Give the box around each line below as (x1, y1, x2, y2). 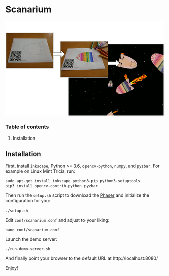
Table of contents (5, 123, 49, 130)
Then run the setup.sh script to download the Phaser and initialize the (5, 192, 150, 198)
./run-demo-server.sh (5, 247, 51, 252)
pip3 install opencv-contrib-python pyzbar (5, 184, 98, 189)
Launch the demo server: (5, 236, 57, 242)
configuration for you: (5, 198, 50, 204)
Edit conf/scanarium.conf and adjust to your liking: (5, 217, 110, 223)
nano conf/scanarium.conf (5, 228, 59, 233)
